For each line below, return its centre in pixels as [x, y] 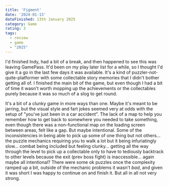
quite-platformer [22, 77]
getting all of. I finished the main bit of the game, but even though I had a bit [84, 83]
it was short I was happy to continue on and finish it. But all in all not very [81, 173]
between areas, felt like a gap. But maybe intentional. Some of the [74, 130]
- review [19, 38]
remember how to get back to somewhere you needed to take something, [81, 119]
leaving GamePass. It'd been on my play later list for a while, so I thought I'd [84, 67]
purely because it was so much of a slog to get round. [61, 94]
